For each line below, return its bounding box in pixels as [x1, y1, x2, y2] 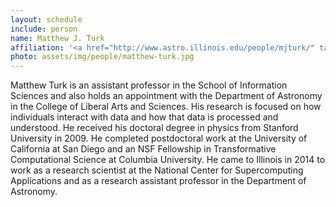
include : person [10, 24, 78, 34]
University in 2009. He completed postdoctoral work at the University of [10, 132, 308, 145]
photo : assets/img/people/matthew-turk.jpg [10, 52, 195, 62]
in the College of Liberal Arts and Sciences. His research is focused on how [10, 101, 322, 113]
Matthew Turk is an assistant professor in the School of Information [10, 79, 288, 91]
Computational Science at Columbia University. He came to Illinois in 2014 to [10, 154, 326, 166]
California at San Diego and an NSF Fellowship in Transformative [10, 143, 277, 155]
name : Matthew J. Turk [10, 33, 105, 43]
